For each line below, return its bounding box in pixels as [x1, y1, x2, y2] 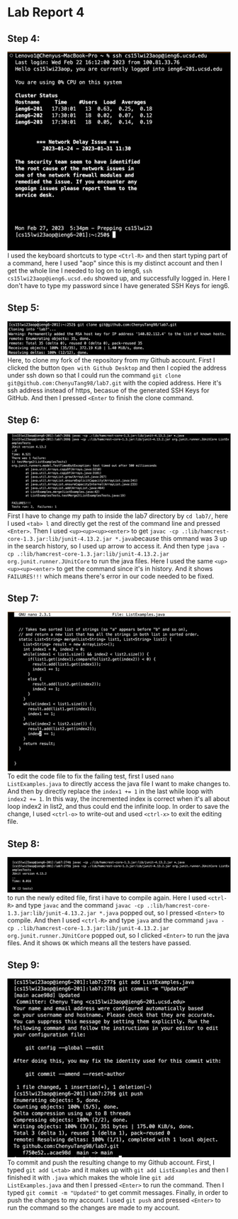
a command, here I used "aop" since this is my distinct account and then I [7, 258, 222, 267]
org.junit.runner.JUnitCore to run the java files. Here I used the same [7, 557, 214, 566]
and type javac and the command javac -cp [15, 900, 144, 909]
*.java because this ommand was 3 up [115, 534, 228, 543]
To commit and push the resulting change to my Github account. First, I [7, 1158, 215, 1166]
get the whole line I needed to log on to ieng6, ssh [7, 266, 153, 275]
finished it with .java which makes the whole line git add [7, 1173, 175, 1181]
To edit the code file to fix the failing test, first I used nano [7, 772, 174, 781]
